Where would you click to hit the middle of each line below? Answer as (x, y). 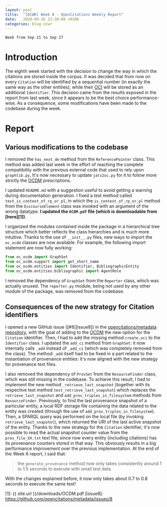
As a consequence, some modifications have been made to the (82, 103)
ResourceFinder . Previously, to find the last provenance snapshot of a (76, 400)
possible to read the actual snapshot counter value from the (67, 432)
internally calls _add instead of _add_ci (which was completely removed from (84, 348)
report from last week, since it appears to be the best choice (67, 98)
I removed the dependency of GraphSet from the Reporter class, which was (82, 281)
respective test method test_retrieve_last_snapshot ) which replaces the (81, 390)
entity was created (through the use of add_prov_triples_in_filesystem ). (80, 411)
